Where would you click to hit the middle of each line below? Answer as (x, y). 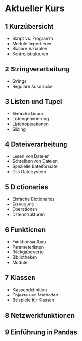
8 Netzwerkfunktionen (40, 315)
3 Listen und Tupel (33, 102)
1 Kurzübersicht (30, 27)
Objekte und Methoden (35, 295)
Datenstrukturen (28, 215)
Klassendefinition (29, 290)
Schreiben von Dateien (35, 161)
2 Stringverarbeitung (37, 69)
